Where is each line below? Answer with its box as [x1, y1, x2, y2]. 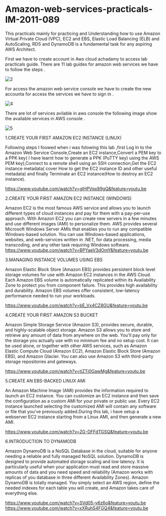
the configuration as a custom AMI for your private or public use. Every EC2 [5, 398, 160, 404]
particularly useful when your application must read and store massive [5, 463, 149, 470]
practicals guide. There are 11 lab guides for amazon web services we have [5, 61, 159, 67]
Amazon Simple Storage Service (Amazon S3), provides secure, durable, [5, 321, 154, 327]
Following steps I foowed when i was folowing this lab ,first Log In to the [5, 144, 152, 150]
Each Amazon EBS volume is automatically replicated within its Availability [5, 277, 156, 283]
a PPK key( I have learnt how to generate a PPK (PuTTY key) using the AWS [5, 155, 160, 161]
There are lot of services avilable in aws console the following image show [5, 110, 157, 116]
